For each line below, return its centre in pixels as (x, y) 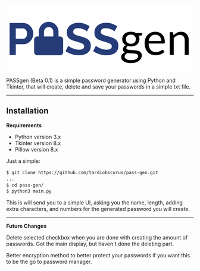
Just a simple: (23, 161)
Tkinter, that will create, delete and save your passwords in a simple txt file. (99, 87)
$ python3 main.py (29, 191)
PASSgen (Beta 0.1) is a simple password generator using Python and (91, 80)
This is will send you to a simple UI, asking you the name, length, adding (94, 203)
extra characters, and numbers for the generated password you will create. (98, 209)
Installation (27, 111)
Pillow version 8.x (36, 149)
